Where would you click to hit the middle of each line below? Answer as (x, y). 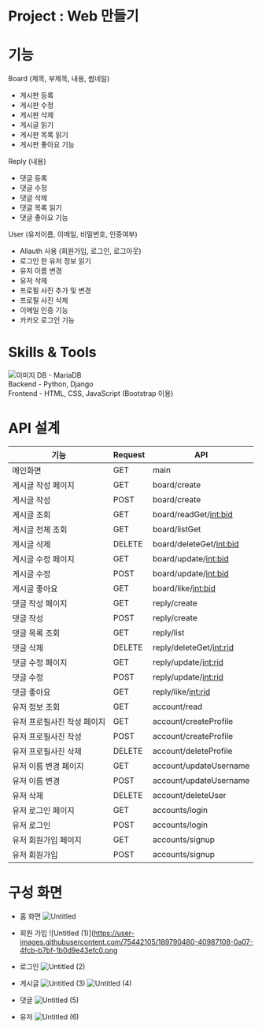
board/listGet (177, 529)
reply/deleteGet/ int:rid (193, 647)
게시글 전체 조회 (40, 529)
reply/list (168, 633)
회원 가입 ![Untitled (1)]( (57, 933)
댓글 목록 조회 (36, 633)
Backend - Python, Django (51, 384)
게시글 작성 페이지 (43, 485)
